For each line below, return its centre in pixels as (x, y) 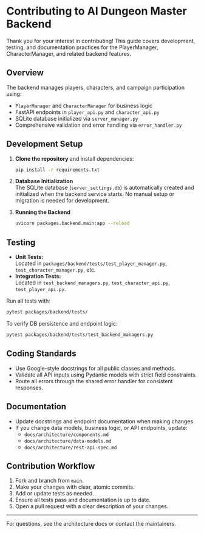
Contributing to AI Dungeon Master (97, 11)
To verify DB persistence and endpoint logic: (62, 323)
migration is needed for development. (62, 201)
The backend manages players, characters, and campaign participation (96, 87)
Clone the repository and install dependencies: (74, 158)
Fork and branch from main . (49, 481)
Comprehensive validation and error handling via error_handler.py (98, 125)
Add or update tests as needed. (54, 494)
